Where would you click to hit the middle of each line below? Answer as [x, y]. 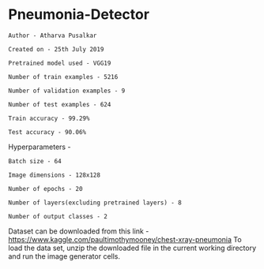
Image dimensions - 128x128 [55, 175]
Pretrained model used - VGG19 [60, 63]
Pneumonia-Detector [79, 15]
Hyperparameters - [40, 147]
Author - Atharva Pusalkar [53, 35]
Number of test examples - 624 [60, 104]
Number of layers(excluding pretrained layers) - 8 [95, 203]
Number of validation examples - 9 [67, 91]
